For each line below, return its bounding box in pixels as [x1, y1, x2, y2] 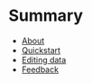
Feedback [21, 64, 60, 75]
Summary [8, 5, 83, 26]
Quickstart [21, 44, 60, 55]
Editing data [21, 54, 67, 65]
